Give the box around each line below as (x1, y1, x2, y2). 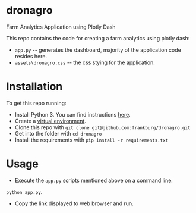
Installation (6, 80, 63, 93)
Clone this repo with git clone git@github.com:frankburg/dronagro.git (14, 123, 191, 131)
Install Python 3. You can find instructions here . (14, 111, 131, 118)
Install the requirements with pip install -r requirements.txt (14, 136, 169, 143)
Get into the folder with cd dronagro (14, 130, 102, 137)
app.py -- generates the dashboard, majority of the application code (14, 46, 181, 54)
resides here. (14, 52, 48, 59)
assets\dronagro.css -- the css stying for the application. (14, 59, 156, 66)
